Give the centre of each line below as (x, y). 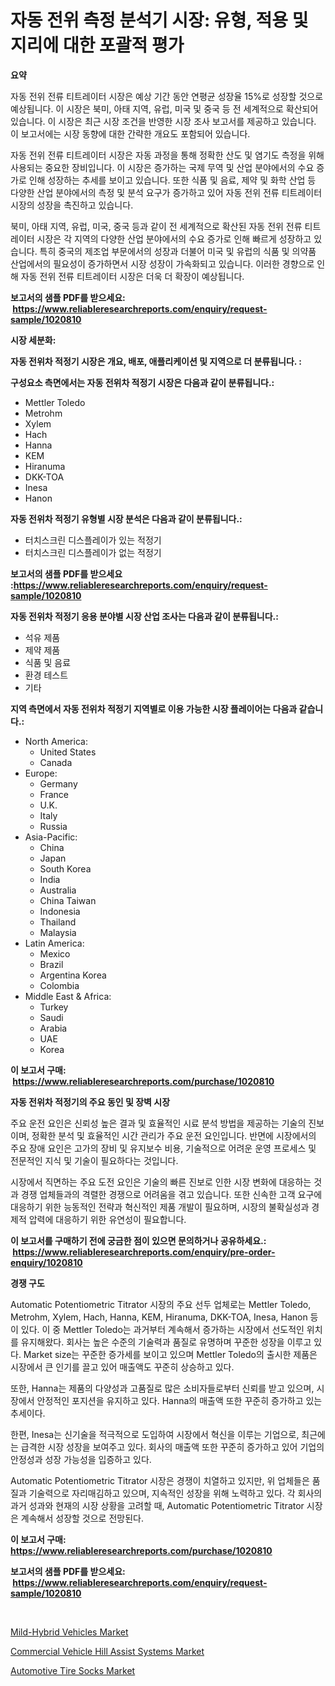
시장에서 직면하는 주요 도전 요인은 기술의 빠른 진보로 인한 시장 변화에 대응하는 (161, 1182)
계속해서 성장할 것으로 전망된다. (82, 1518)
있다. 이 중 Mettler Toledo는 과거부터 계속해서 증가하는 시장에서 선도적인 (162, 1329)
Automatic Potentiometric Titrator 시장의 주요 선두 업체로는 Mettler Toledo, (161, 1304)
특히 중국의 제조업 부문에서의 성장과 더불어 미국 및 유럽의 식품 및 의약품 (178, 251)
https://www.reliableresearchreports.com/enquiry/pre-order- (144, 1252)
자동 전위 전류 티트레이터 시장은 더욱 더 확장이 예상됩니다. (132, 276)
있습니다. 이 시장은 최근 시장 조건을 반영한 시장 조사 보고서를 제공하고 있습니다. (163, 121)
